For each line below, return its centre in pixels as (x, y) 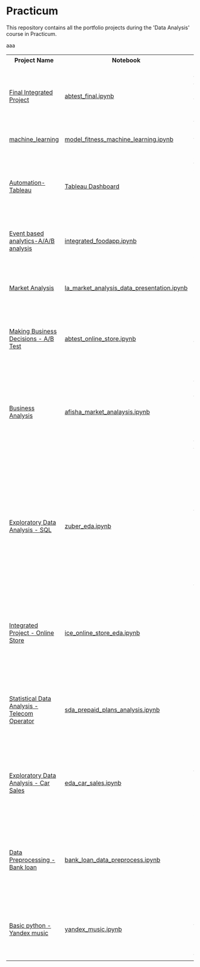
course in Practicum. (32, 33)
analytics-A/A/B (32, 241)
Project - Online (32, 633)
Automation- (27, 182)
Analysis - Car (29, 782)
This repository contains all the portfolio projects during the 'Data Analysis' (98, 27)
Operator (22, 721)
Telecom (21, 713)
